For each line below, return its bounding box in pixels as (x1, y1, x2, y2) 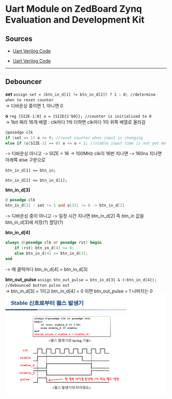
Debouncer (5, 77, 42, 86)
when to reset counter (5, 97, 54, 102)
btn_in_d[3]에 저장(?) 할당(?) (5, 219, 63, 225)
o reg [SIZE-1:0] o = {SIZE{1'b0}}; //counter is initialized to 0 (5, 113, 152, 119)
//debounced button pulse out (5, 283, 70, 288)
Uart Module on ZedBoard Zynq (5, 3, 142, 15)
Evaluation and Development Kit (5, 14, 145, 26)
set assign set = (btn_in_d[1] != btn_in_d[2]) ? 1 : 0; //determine (5, 91, 156, 97)
